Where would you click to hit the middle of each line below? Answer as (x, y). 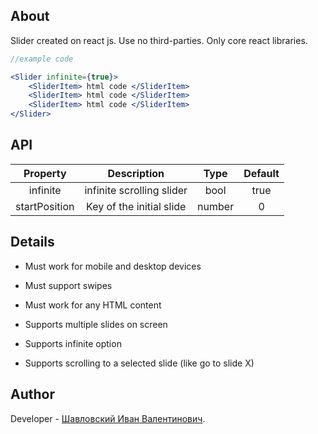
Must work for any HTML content (93, 305)
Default (261, 173)
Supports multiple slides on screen (96, 324)
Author (32, 394)
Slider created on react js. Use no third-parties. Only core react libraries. (159, 40)
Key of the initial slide (136, 206)
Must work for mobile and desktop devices (113, 266)
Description (136, 173)
